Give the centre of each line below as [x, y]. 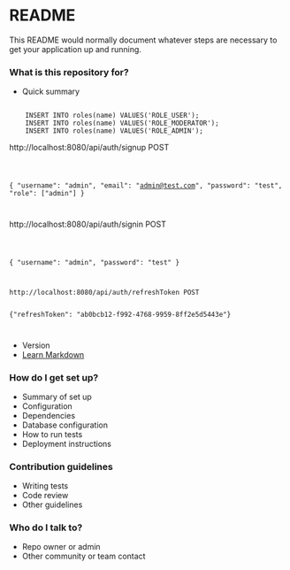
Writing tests [45, 486]
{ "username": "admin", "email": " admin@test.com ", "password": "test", [146, 186]
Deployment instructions [67, 443]
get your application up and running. [75, 49]
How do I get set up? [54, 377]
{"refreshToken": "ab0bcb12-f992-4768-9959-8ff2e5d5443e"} [120, 314]
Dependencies [49, 415]
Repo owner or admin [61, 547]
